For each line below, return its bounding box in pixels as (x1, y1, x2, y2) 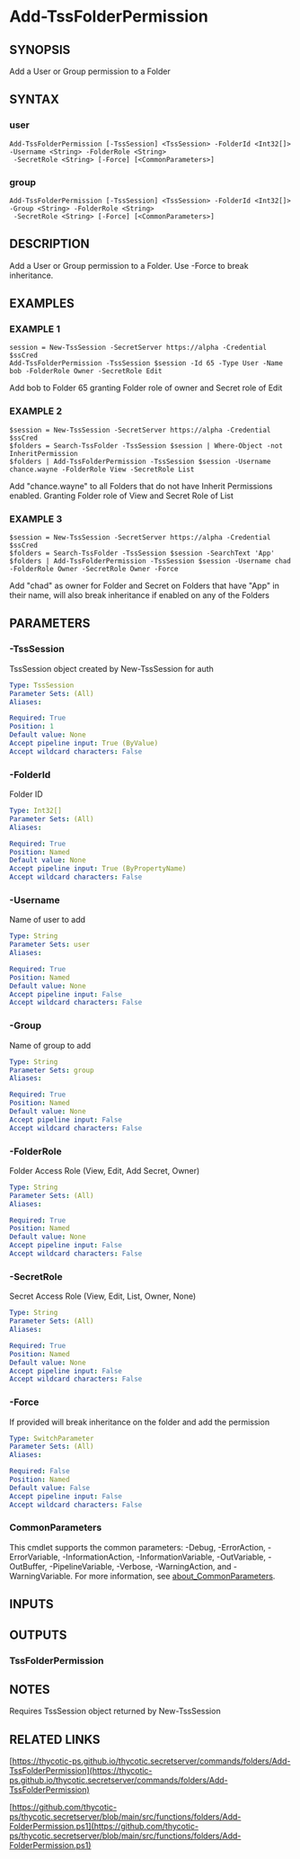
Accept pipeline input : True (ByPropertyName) (9, 864, 187, 873)
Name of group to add (9, 1040, 92, 1050)
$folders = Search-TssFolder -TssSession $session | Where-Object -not (9, 441, 283, 451)
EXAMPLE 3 (9, 513, 63, 525)
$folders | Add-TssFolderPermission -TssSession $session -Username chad (9, 557, 292, 566)
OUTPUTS (9, 1627, 67, 1642)
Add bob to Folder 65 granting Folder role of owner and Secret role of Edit (9, 382, 283, 393)
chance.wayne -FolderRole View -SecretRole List (9, 465, 195, 474)
